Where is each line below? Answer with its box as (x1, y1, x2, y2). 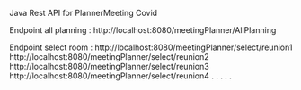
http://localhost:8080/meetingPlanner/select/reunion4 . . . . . (9, 70, 232, 81)
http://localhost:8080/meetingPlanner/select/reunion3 (9, 61, 209, 71)
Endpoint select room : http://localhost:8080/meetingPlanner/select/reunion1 (9, 42, 293, 53)
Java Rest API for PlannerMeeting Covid (9, 8, 158, 18)
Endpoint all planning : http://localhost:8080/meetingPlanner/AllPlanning (9, 25, 277, 35)
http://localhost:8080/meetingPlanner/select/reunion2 (9, 52, 209, 61)
